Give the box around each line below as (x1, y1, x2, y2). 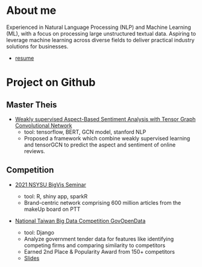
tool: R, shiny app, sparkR (24, 192, 88, 199)
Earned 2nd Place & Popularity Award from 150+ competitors (24, 248, 175, 255)
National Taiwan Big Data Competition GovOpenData (14, 217, 146, 224)
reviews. (24, 147, 45, 154)
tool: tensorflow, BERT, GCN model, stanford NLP (24, 128, 147, 136)
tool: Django (24, 228, 54, 236)
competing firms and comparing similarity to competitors (24, 242, 166, 249)
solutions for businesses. (6, 43, 69, 50)
